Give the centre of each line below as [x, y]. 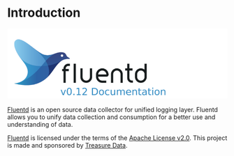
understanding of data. [40, 124]
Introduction [44, 13]
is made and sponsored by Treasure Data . [67, 145]
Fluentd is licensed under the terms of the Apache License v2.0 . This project [117, 138]
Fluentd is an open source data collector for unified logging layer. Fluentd [113, 109]
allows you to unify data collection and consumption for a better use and [111, 117]
